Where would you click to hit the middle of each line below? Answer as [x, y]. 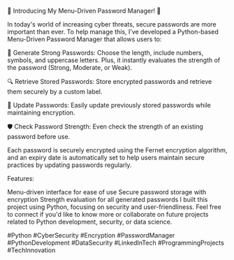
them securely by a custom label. [55, 92]
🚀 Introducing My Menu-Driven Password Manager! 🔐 [84, 11]
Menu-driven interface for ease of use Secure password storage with [107, 192]
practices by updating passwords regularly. [70, 165]
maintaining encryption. [41, 113]
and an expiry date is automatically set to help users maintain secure [106, 158]
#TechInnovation [31, 250]
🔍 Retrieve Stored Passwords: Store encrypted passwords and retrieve [110, 81]
